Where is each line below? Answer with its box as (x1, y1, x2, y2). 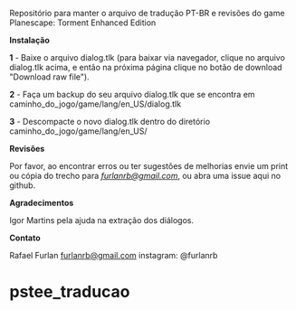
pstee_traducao (9, 282, 130, 302)
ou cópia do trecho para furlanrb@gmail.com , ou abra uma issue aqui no (9, 171, 282, 181)
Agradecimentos (9, 198, 74, 208)
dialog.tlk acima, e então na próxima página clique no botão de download (9, 62, 282, 72)
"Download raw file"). (9, 71, 90, 82)
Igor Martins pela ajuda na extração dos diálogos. (9, 215, 195, 225)
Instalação (9, 35, 50, 45)
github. (9, 180, 36, 191)
